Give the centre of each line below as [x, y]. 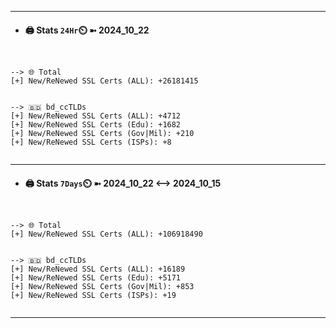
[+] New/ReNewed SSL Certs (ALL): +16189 [98, 269]
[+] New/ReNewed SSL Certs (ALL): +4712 [96, 116]
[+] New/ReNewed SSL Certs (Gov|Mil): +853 [102, 287]
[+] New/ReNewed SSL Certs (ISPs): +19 [93, 296]
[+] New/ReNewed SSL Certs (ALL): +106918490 [106, 234]
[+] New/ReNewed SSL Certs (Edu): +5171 [96, 278]
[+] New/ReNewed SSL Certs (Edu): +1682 [96, 125]
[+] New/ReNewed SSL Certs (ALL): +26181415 [104, 81]
